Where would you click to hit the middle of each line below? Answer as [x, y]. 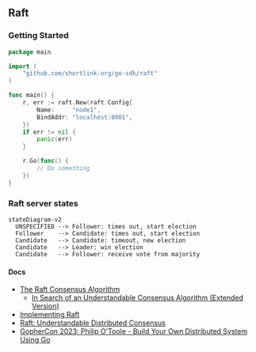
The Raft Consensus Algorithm [70, 290]
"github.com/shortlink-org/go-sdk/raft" [90, 74]
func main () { [32, 95]
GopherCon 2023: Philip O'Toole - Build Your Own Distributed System [134, 331]
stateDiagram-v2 [35, 220]
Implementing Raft [50, 315]
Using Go [35, 340]
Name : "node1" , [69, 110]
